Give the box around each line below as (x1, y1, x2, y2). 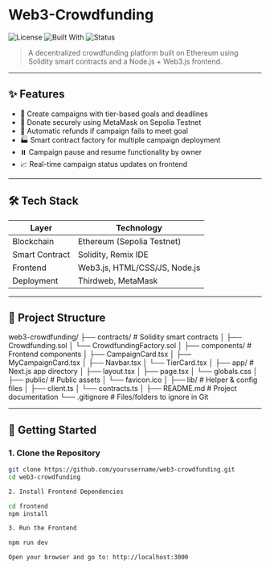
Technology (116, 222, 163, 233)
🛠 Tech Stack (8, 194, 79, 208)
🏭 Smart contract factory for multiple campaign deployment (19, 135, 221, 144)
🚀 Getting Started (8, 423, 97, 437)
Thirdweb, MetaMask (77, 275, 158, 286)
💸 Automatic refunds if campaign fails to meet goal (19, 126, 189, 135)
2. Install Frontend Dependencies (8, 488, 125, 496)
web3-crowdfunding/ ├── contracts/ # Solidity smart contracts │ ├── (8, 332, 243, 342)
